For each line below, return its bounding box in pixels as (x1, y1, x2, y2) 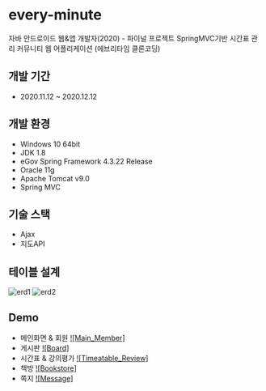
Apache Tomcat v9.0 (19, 173, 91, 183)
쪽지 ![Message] (19, 374, 74, 383)
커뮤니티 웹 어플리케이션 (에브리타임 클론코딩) (16, 43, 161, 53)
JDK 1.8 (19, 147, 46, 157)
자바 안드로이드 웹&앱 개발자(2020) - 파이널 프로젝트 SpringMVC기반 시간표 (8, 33, 250, 43)
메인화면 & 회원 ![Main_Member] (19, 334, 125, 342)
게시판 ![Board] (19, 343, 70, 353)
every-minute (8, 6, 103, 24)
